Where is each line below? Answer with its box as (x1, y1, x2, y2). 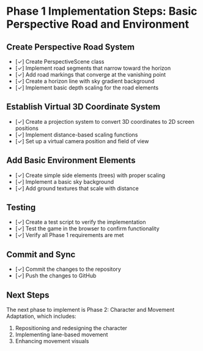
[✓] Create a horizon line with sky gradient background (15, 78, 155, 85)
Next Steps (6, 290, 50, 300)
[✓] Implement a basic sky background (15, 178, 114, 185)
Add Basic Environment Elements (6, 155, 136, 166)
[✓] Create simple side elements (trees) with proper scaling (15, 172, 166, 179)
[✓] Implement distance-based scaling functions (15, 130, 138, 138)
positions (15, 124, 39, 132)
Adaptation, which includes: (6, 312, 76, 320)
